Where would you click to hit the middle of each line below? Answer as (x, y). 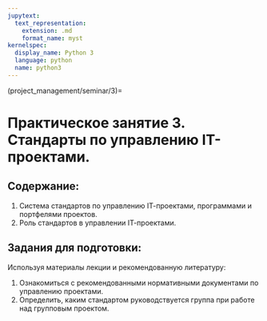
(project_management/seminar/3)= (65, 90)
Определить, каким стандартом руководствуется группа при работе (137, 299)
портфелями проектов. (58, 214)
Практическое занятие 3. (96, 123)
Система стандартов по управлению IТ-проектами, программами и (135, 206)
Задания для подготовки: (74, 248)
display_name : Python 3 (54, 53)
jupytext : (24, 16)
